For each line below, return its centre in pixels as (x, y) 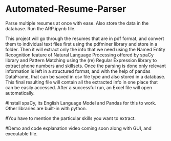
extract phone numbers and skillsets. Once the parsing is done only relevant (86, 66)
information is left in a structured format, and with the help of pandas (78, 71)
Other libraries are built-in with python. (46, 108)
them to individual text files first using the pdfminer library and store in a (81, 44)
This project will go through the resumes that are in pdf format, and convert (85, 38)
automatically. (20, 93)
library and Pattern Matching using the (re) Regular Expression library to (81, 60)
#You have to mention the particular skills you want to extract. (71, 118)
